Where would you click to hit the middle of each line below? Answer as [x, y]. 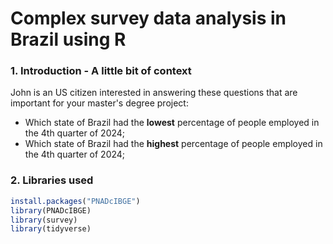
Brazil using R [68, 39]
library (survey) [44, 220]
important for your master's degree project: [99, 103]
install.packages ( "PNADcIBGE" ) [75, 201]
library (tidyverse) [51, 229]
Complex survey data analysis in [148, 18]
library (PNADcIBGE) [51, 210]
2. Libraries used [52, 180]
